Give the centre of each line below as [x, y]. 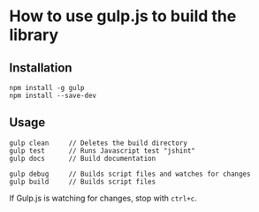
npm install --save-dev [53, 95]
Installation [41, 68]
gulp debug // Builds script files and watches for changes [130, 174]
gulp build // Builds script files [83, 182]
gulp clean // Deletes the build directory [99, 143]
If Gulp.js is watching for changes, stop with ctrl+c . [103, 198]
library [34, 35]
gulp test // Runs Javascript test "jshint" [103, 151]
